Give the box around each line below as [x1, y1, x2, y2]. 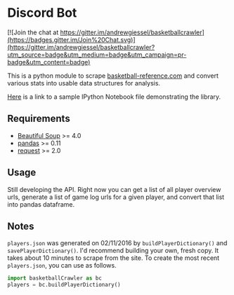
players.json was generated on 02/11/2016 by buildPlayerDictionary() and [7, 239, 228, 247]
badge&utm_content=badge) [7, 57, 91, 66]
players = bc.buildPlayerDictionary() [7, 282, 121, 289]
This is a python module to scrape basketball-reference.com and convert [7, 71, 219, 80]
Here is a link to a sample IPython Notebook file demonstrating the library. [7, 92, 221, 101]
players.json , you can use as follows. [7, 261, 117, 270]
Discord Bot [7, 5, 77, 21]
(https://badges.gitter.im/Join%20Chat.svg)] [7, 35, 136, 43]
